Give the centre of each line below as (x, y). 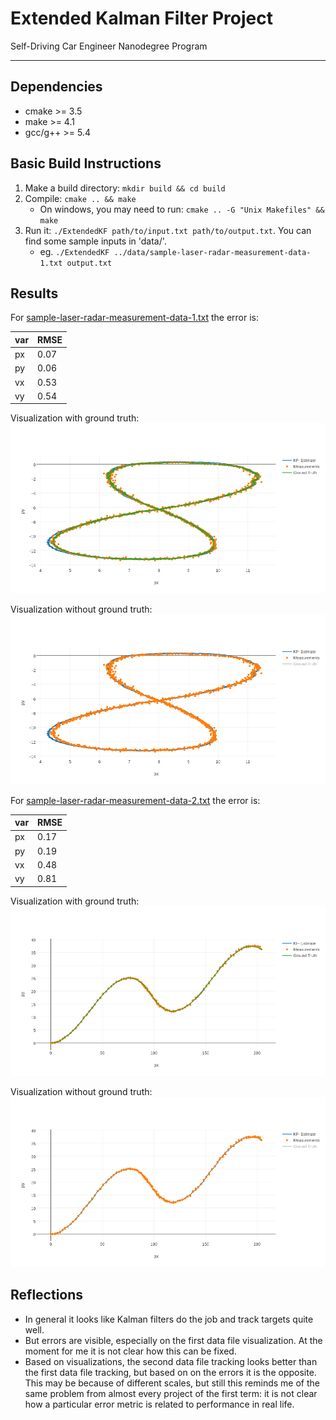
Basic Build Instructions (86, 163)
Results (34, 293)
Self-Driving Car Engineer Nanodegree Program (109, 46)
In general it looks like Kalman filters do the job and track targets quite (169, 1319)
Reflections (47, 1295)
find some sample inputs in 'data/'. (95, 241)
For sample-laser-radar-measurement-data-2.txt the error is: (135, 800)
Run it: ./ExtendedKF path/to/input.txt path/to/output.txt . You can (168, 230)
